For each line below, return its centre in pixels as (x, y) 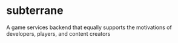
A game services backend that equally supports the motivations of (89, 27)
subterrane (35, 11)
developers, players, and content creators (58, 33)
